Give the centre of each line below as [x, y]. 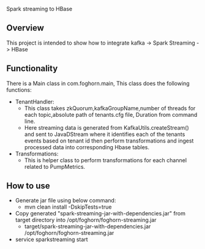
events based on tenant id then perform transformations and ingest [109, 141]
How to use [28, 186]
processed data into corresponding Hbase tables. [87, 147]
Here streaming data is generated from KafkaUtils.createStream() [106, 127]
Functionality [32, 69]
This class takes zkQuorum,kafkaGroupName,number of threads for [110, 108]
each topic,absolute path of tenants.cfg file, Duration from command [111, 114]
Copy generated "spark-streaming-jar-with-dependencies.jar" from [100, 214]
